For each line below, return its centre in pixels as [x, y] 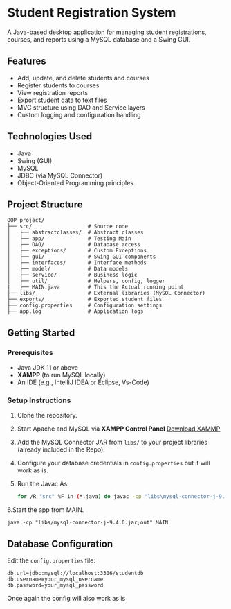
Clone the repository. [47, 415]
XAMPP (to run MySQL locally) [61, 375]
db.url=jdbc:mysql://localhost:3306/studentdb [75, 574]
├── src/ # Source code [68, 227]
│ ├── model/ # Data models [68, 269]
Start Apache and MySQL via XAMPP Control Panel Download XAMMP [119, 429]
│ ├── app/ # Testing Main [69, 239]
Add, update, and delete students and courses [83, 78]
